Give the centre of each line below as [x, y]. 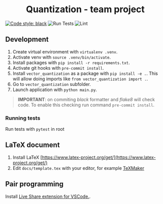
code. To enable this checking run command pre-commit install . [86, 105]
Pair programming [34, 184]
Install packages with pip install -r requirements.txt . [71, 63]
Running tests [23, 118]
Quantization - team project [85, 9]
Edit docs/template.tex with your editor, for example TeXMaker [78, 168]
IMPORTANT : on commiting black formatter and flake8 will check [86, 99]
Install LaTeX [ [27, 157]
